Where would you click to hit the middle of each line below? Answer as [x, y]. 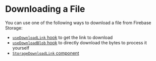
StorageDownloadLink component [46, 53]
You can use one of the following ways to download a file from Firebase [78, 23]
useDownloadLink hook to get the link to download [62, 37]
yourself [21, 48]
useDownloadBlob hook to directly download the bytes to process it [79, 42]
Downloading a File [45, 9]
